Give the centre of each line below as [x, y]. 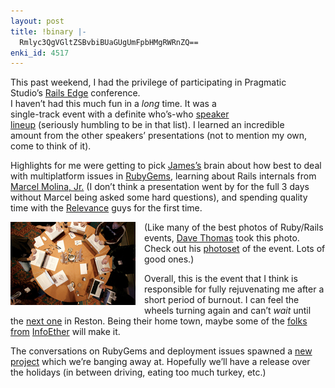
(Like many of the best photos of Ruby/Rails [234, 227]
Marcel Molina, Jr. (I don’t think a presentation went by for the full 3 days [160, 187]
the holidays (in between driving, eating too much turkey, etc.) [138, 372]
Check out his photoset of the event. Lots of [235, 249]
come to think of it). [51, 146]
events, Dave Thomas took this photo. [222, 238]
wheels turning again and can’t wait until [228, 311]
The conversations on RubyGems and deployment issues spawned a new [161, 351]
